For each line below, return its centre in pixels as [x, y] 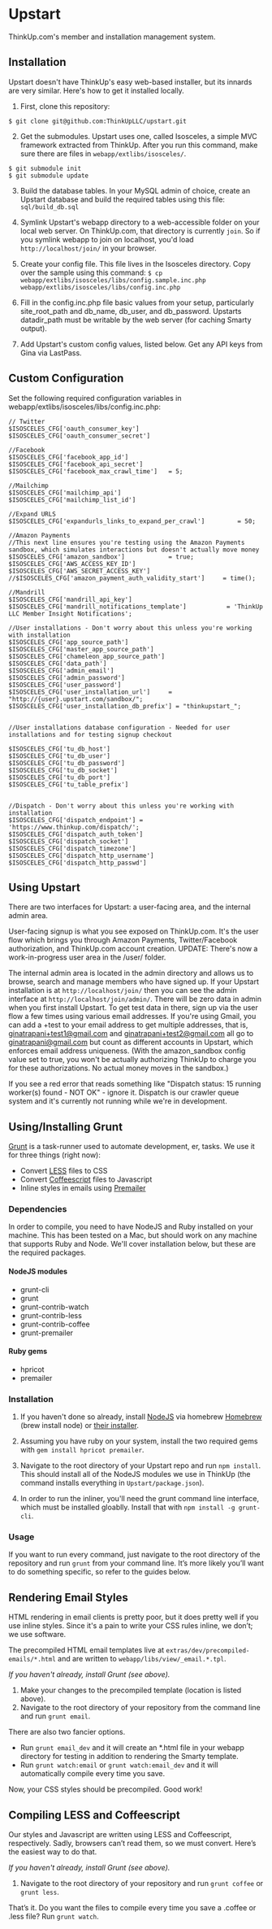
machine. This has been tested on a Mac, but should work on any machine [133, 1235]
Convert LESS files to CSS [64, 1171]
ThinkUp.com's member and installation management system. [112, 37]
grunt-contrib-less [51, 1315]
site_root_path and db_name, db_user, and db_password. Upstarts [131, 311]
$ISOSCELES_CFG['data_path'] [58, 664]
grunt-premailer [47, 1332]
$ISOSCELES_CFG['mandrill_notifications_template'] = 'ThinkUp [136, 607]
